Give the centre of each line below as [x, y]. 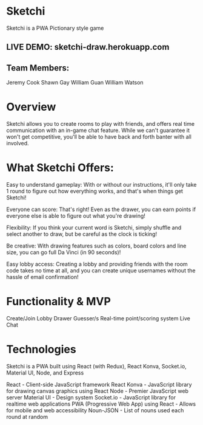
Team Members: [38, 68]
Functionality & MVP [58, 302]
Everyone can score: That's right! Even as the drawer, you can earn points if [101, 209]
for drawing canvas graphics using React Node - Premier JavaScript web [98, 391]
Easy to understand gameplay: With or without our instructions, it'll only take [101, 185]
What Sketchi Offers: [60, 168]
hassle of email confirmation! [42, 277]
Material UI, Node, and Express [45, 373]
